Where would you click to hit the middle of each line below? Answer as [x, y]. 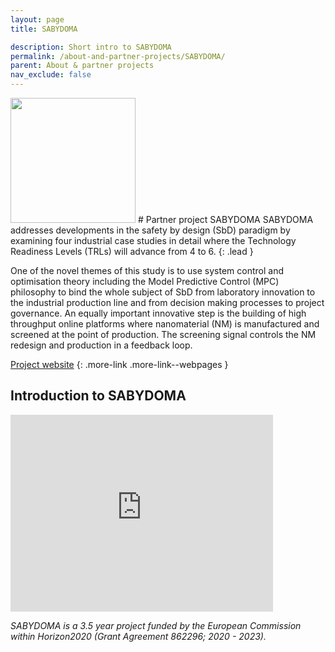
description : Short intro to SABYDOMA [91, 47]
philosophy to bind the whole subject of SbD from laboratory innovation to [163, 292]
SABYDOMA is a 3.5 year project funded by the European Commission [156, 625]
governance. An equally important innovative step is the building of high [158, 313]
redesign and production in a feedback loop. [101, 345]
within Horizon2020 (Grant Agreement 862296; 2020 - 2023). [138, 636]
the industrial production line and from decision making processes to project [167, 302]
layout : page [37, 19]
